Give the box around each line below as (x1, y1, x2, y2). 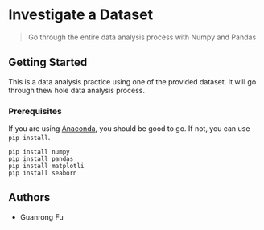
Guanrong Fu (19, 212, 64, 222)
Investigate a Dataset (8, 6, 154, 24)
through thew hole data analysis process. (8, 85, 145, 95)
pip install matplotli (8, 162, 85, 170)
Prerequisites (8, 105, 62, 117)
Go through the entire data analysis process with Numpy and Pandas (27, 32, 257, 42)
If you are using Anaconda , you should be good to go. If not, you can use (8, 124, 250, 133)
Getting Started (8, 55, 88, 69)
